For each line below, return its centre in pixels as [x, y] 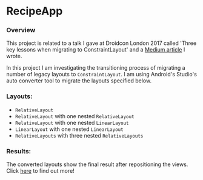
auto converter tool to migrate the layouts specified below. [79, 81]
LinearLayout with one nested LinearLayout [69, 129]
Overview [21, 30]
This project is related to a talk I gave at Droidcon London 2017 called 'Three [101, 43]
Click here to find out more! [40, 171]
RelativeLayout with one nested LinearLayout [72, 122]
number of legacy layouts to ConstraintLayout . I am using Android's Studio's [101, 75]
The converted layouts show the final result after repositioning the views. [97, 164]
